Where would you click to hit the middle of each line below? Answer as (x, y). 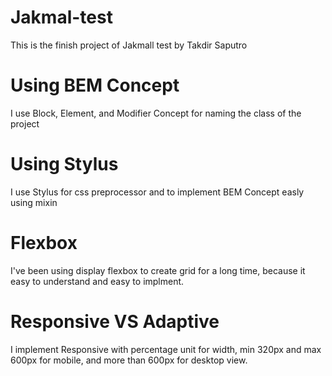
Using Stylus (64, 164)
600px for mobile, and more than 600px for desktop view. (129, 360)
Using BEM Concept (95, 85)
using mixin (34, 202)
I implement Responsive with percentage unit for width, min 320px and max (166, 349)
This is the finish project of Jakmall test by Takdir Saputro (129, 45)
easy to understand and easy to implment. (97, 281)
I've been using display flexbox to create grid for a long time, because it (158, 270)
